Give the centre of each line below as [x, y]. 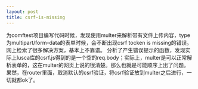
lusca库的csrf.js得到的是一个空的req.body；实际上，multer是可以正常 [102, 57]
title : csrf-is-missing [36, 17]
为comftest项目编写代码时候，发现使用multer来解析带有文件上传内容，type [98, 35]
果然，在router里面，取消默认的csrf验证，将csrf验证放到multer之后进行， [96, 72]
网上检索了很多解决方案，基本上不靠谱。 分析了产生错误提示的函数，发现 [96, 50]
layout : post [22, 12]
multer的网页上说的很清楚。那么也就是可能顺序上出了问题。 [116, 65]
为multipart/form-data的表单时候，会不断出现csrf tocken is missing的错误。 [99, 42]
